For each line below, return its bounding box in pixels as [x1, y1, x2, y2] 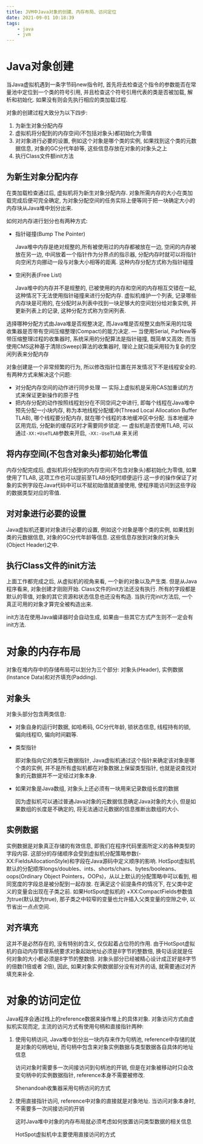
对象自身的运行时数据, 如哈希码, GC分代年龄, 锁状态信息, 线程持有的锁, [15, 723, 191, 730]
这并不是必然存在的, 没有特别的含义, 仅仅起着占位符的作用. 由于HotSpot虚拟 [6, 940, 195, 947]
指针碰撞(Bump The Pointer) [15, 230, 86, 237]
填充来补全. [6, 970, 35, 977]
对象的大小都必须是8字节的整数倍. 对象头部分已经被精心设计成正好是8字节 [11, 955, 197, 962]
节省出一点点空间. [6, 903, 51, 910]
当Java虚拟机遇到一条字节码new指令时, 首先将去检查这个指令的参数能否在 [6, 81, 191, 88]
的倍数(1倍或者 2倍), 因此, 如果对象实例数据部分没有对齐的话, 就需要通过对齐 [6, 962, 196, 970]
